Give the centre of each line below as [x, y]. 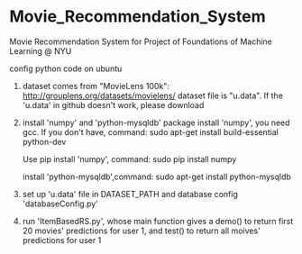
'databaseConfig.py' [60, 204]
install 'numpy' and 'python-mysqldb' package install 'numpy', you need [156, 122]
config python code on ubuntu [66, 68]
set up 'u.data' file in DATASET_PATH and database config [130, 194]
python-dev [44, 141]
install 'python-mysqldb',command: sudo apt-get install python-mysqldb [156, 177]
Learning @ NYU [41, 50]
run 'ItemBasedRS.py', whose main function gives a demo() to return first [158, 221]
